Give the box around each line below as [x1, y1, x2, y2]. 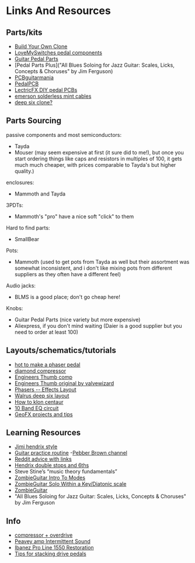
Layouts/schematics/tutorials [6, 345, 117, 355]
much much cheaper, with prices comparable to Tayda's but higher [14, 161, 176, 168]
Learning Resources [6, 428, 81, 438]
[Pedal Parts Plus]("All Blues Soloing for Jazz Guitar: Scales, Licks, [14, 61, 175, 68]
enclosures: [6, 178, 34, 186]
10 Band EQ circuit [14, 404, 59, 411]
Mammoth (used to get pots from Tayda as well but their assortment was [14, 258, 190, 265]
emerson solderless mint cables [14, 92, 92, 99]
